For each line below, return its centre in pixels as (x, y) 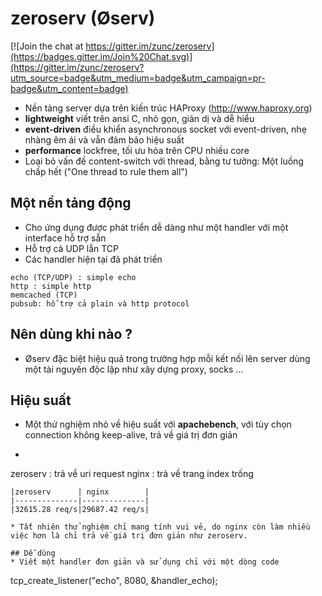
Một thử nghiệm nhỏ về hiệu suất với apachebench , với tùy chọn (158, 424)
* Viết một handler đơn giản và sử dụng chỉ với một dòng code (145, 562)
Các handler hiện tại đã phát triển (93, 259)
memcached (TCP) (44, 295)
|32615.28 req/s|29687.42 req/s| (80, 510)
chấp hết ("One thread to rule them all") (106, 171)
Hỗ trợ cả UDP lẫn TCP (72, 248)
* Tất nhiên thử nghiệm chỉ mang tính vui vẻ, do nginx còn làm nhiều (160, 527)
